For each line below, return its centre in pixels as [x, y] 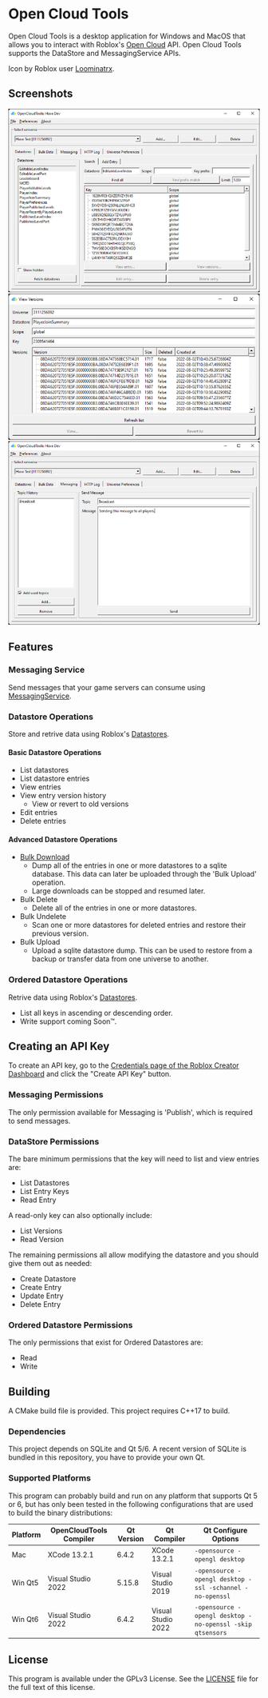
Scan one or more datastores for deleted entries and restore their [139, 925]
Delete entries [43, 821]
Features [31, 647]
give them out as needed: [50, 1264]
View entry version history [63, 796]
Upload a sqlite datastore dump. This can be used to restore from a [142, 951]
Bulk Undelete [43, 917]
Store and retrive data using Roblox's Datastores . [89, 733]
